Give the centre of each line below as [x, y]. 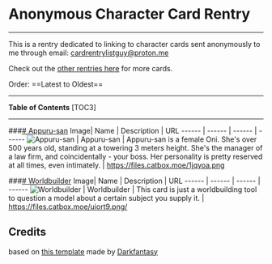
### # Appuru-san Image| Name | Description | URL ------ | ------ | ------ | [133, 130]
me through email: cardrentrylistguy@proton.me [89, 53]
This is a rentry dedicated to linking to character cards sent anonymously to [134, 44]
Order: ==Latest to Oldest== [56, 84]
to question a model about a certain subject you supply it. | [106, 198]
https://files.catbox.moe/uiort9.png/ [68, 207]
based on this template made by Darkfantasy [83, 251]
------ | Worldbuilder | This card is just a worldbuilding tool [133, 189]
